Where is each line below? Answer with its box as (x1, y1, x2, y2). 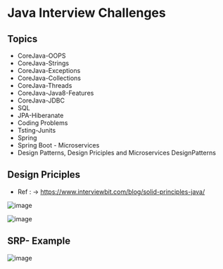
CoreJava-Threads (17, 81, 72, 89)
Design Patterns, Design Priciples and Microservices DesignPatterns (17, 149, 217, 157)
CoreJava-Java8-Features (17, 89, 94, 97)
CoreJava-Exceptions (17, 67, 81, 74)
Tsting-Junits (17, 126, 56, 134)
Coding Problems (17, 119, 68, 127)
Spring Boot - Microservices (17, 141, 100, 149)
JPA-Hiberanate (17, 111, 64, 119)
